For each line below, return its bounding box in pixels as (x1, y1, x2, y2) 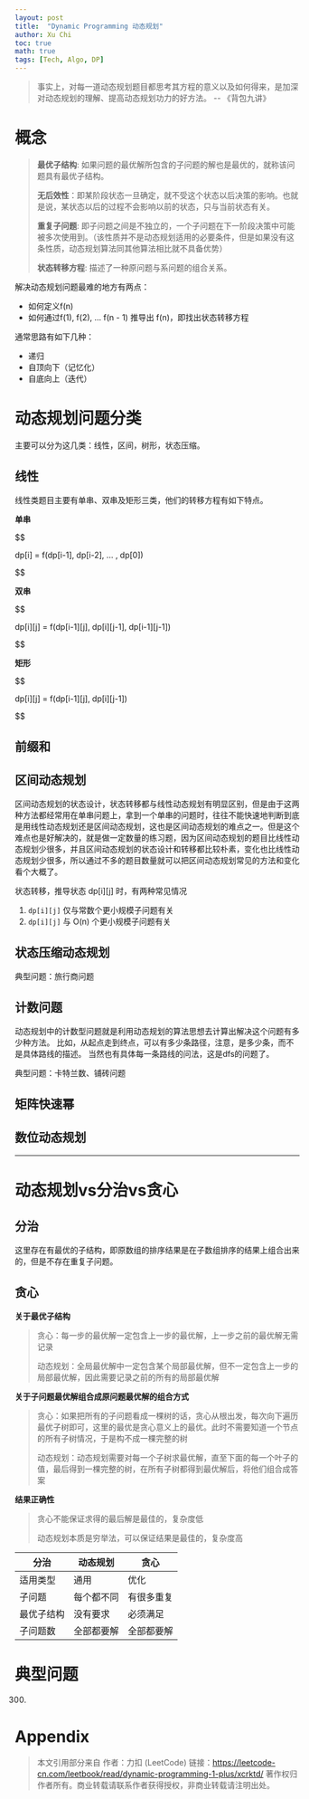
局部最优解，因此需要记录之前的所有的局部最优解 (36, 1372, 220, 1383)
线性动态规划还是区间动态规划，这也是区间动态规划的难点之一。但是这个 (30, 821, 300, 832)
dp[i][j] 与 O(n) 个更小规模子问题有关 (27, 916, 172, 927)
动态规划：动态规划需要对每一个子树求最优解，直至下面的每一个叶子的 (36, 1452, 299, 1462)
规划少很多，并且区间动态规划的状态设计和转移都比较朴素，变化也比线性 (22, 843, 292, 854)
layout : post (14, 13, 64, 23)
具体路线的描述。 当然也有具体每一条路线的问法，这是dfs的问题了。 (22, 1048, 275, 1059)
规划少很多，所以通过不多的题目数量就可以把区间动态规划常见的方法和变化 (22, 854, 300, 865)
